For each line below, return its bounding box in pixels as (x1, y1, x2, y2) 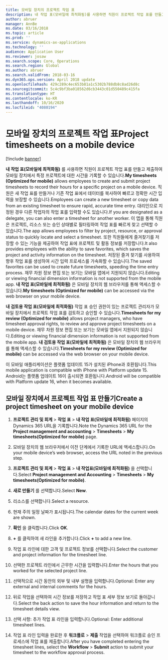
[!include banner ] (5, 156, 41, 162)
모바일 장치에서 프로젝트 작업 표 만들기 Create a (5, 394, 143, 403)
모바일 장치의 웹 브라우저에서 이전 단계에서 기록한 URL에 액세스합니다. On (12, 444, 156, 450)
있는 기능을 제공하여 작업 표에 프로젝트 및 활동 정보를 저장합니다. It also (20, 240, 158, 246)
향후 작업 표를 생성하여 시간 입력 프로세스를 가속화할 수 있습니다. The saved (5, 258, 152, 264)
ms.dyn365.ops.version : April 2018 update (5, 77, 95, 82)
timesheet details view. (12, 605, 60, 611)
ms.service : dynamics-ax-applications (5, 40, 86, 45)
